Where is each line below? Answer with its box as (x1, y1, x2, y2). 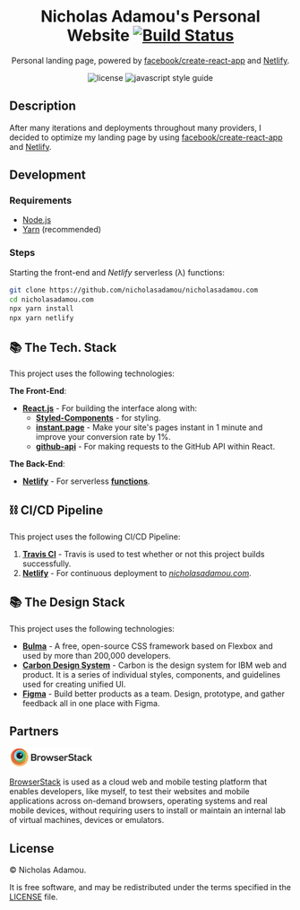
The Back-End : (9, 459, 65, 469)
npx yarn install (9, 304, 74, 313)
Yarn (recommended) (21, 224, 101, 235)
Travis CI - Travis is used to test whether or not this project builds (21, 548, 265, 559)
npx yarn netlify (9, 314, 74, 323)
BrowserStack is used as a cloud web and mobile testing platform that (9, 776, 267, 787)
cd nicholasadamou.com (9, 294, 94, 304)
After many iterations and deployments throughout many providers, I (9, 122, 261, 133)
